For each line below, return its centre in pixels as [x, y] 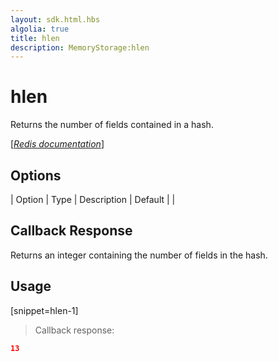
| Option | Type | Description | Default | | [93, 199]
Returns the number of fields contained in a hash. [112, 125]
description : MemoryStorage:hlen [80, 47]
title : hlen [35, 38]
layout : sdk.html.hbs [55, 19]
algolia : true [40, 29]
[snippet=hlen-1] [44, 310]
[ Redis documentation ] [57, 144]
